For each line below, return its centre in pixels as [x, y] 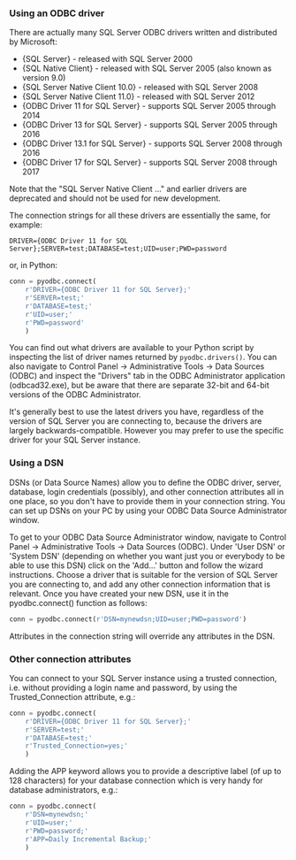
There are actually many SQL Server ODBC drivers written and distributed [143, 33]
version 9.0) [44, 78]
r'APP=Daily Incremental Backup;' [88, 839]
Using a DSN [37, 463]
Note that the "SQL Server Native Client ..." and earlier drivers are [128, 189]
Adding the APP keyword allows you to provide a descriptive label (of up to [145, 772]
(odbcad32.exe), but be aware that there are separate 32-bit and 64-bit [139, 385]
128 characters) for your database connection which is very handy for [136, 780]
